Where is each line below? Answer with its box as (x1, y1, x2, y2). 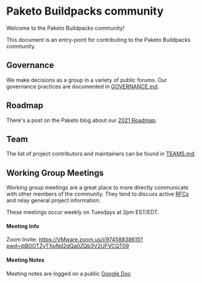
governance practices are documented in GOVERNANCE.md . (6, 83, 159, 90)
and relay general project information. (6, 197, 101, 204)
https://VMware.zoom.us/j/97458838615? (38, 236, 143, 244)
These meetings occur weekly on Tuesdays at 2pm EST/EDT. (6, 208, 159, 216)
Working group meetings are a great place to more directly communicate (6, 184, 189, 191)
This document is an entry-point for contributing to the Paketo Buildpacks (6, 36, 190, 43)
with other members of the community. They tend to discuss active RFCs (6, 190, 189, 198)
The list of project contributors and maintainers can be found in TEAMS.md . (6, 150, 196, 157)
